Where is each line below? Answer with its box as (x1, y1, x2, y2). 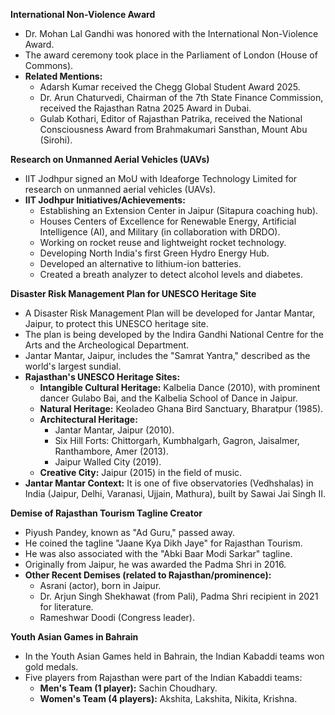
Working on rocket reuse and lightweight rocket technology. (39, 237, 287, 248)
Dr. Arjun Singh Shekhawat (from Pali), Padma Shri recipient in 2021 (39, 590, 319, 602)
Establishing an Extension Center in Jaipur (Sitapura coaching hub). (39, 205, 319, 216)
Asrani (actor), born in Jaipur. (39, 580, 162, 591)
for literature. (39, 601, 94, 613)
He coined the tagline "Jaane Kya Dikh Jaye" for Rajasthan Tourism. (24, 537, 303, 549)
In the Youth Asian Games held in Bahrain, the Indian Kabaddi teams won (24, 650, 325, 662)
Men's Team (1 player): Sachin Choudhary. (39, 682, 218, 694)
